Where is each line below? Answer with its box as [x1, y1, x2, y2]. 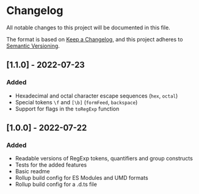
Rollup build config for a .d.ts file [15, 181, 98, 188]
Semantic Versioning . [6, 42, 60, 49]
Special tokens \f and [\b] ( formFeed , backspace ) [15, 98, 138, 106]
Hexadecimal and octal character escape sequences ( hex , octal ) [15, 92, 178, 99]
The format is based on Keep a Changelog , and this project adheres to [6, 35, 183, 43]
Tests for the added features [15, 161, 87, 168]
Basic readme [15, 168, 50, 175]
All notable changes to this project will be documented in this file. [6, 24, 171, 31]
